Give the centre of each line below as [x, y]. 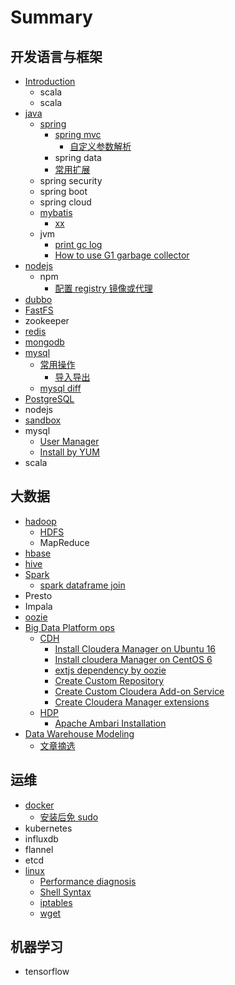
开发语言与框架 [56, 56]
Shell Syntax [65, 892]
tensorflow [47, 972]
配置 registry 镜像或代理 [103, 288]
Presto [38, 595]
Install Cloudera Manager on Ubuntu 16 [135, 648]
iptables [56, 902]
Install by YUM [69, 452]
